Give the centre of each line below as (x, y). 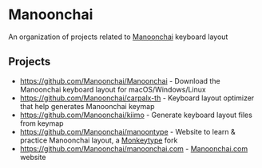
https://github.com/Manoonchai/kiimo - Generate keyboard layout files (136, 115)
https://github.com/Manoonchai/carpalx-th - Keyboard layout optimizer (137, 98)
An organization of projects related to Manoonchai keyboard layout (118, 37)
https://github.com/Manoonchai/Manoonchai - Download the (120, 80)
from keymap (42, 123)
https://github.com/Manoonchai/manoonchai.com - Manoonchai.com (134, 148)
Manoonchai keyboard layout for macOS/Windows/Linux (113, 89)
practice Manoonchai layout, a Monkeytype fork (99, 140)
